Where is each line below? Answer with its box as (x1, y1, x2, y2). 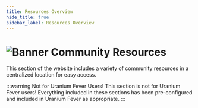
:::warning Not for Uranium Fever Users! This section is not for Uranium (6, 82, 181, 90)
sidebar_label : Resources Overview (6, 20, 95, 26)
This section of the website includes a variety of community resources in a (6, 65, 189, 72)
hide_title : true (6, 14, 49, 20)
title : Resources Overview (6, 8, 73, 15)
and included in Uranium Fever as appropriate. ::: (6, 96, 126, 103)
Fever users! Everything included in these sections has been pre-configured (6, 89, 193, 96)
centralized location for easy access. (6, 71, 97, 78)
